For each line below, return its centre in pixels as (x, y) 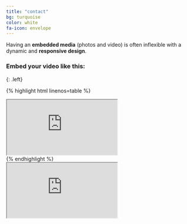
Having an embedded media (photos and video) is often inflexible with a (94, 45)
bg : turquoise (24, 17)
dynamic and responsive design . (46, 51)
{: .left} (14, 79)
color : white (22, 22)
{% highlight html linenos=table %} (49, 90)
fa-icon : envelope (29, 28)
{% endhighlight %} (30, 159)
